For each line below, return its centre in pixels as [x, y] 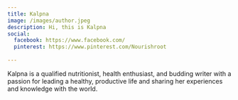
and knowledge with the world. [53, 89]
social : [19, 34]
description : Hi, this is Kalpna [57, 27]
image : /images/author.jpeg [49, 21]
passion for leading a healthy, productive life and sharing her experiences [115, 81]
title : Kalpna [28, 14]
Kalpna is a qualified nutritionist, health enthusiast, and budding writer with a [119, 73]
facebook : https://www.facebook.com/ [70, 40]
